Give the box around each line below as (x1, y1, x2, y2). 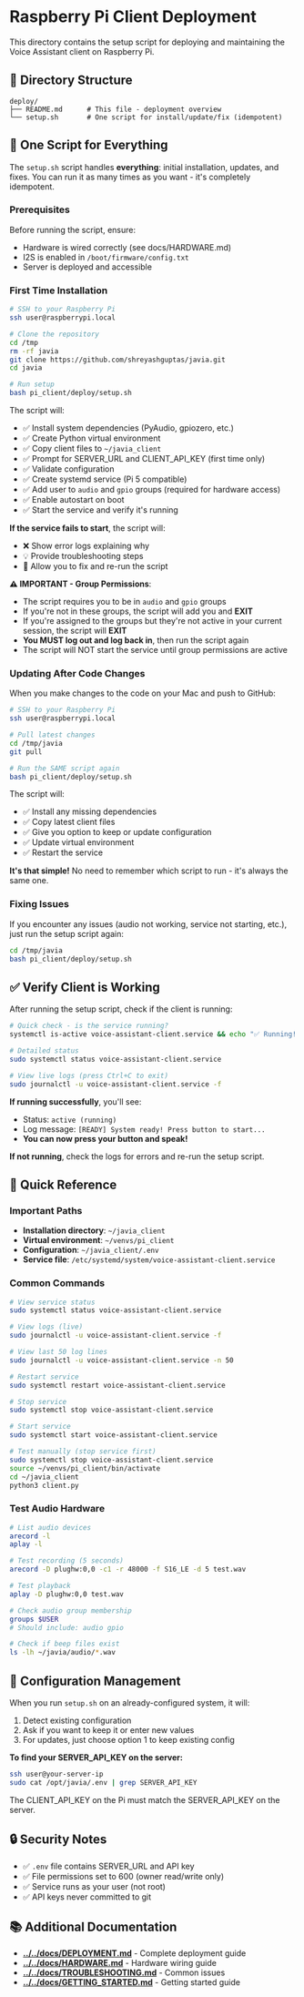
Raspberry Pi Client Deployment (9, 6, 257, 27)
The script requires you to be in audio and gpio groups (22, 596, 227, 607)
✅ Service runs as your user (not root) (22, 1880, 167, 1891)
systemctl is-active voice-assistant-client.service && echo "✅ (9, 1030, 260, 1039)
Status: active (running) (22, 1114, 117, 1125)
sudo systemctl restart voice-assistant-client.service (9, 1381, 226, 1390)
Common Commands (9, 1277, 106, 1289)
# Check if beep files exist (9, 1639, 120, 1649)
